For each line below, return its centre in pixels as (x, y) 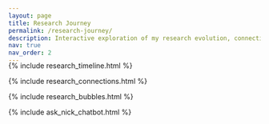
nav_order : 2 (30, 53)
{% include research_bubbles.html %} (71, 96)
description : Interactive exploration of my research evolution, (119, 38)
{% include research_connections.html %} (78, 81)
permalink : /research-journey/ (60, 30)
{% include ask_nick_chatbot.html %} (70, 112)
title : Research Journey (50, 23)
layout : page (30, 16)
